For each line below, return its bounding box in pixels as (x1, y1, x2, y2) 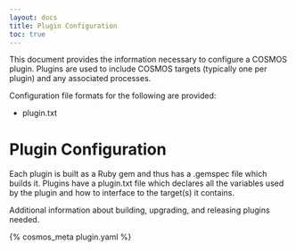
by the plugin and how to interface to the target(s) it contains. (9, 188, 234, 198)
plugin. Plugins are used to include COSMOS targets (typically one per (9, 63, 267, 74)
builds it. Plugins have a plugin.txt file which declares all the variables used (9, 178, 284, 188)
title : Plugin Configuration (9, 21, 118, 30)
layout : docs (9, 13, 58, 22)
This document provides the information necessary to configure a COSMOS (9, 54, 288, 65)
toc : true (9, 29, 46, 38)
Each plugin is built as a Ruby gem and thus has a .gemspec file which (9, 169, 267, 180)
